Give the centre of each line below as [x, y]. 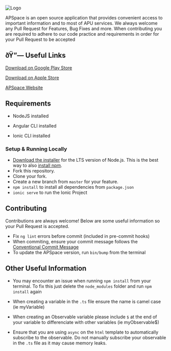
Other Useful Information [46, 269]
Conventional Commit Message [46, 247]
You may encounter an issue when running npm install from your [82, 281]
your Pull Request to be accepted [40, 39]
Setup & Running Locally [36, 149]
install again [27, 291]
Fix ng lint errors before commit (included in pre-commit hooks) [81, 236]
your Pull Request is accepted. [37, 226]
